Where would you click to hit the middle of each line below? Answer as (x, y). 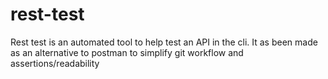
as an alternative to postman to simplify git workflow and (127, 52)
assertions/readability (55, 63)
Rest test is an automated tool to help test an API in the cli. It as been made (164, 42)
